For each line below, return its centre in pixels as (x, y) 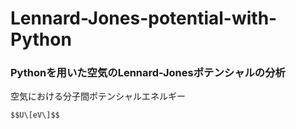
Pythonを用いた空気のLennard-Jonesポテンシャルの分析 (148, 73)
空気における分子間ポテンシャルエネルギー (98, 96)
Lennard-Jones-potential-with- (144, 18)
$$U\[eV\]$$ (35, 115)
